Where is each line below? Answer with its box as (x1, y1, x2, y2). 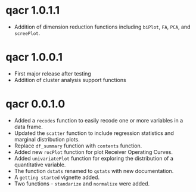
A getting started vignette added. (14, 174, 99, 181)
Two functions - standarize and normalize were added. (14, 180, 150, 187)
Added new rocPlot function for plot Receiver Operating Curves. (14, 148, 173, 155)
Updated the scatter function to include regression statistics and (14, 129, 174, 137)
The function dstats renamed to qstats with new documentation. (14, 167, 174, 174)
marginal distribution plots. (14, 136, 80, 143)
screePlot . (14, 29, 41, 36)
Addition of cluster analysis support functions (14, 76, 126, 83)
